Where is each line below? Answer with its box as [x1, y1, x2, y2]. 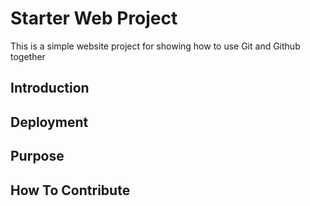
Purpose [10, 148, 65, 165]
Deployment [10, 113, 89, 131]
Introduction [10, 80, 90, 97]
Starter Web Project [10, 7, 178, 30]
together [10, 50, 46, 62]
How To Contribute [10, 182, 131, 199]
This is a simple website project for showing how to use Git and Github [10, 40, 301, 52]
